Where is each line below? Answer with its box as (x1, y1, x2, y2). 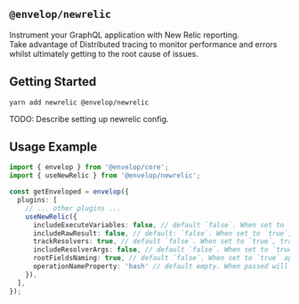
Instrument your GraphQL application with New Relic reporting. (9, 29, 240, 40)
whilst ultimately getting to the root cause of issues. (9, 48, 198, 59)
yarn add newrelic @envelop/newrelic (9, 98, 149, 107)
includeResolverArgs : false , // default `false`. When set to (32, 245, 269, 254)
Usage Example (9, 139, 98, 155)
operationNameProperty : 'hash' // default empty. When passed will (32, 262, 289, 271)
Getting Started (9, 74, 97, 89)
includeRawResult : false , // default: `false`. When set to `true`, (32, 228, 293, 238)
